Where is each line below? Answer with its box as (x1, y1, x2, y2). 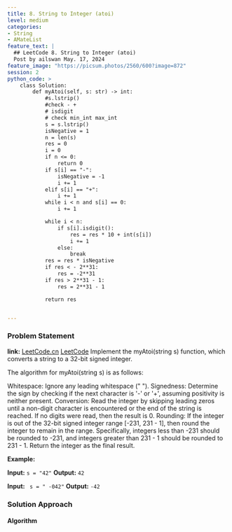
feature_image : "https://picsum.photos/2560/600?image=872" (7, 62, 187, 69)
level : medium (7, 17, 49, 24)
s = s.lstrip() (44, 120, 90, 128)
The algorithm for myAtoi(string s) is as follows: (7, 368, 144, 377)
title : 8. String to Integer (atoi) (7, 10, 114, 17)
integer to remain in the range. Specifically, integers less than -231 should (7, 426, 220, 435)
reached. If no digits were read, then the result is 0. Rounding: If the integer (7, 411, 224, 420)
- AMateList (7, 36, 42, 43)
